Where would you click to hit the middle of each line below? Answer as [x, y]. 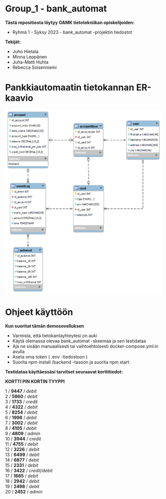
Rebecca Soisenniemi [35, 67]
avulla [18, 351]
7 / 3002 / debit [21, 423]
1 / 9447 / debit [21, 391]
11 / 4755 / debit [22, 444]
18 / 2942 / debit [22, 481]
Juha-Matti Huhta [30, 62]
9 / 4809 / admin [23, 433]
